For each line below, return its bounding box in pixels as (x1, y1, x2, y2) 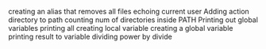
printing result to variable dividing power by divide (8, 32, 172, 41)
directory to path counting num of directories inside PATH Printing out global (8, 15, 258, 24)
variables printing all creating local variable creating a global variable (8, 24, 233, 32)
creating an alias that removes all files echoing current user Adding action (8, 7, 250, 16)
